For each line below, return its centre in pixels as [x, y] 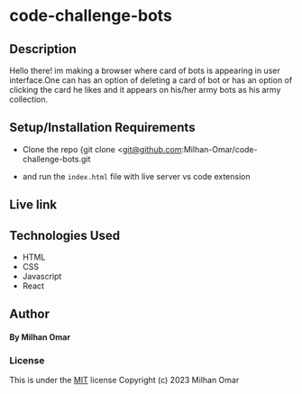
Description [43, 49]
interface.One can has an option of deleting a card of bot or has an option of [151, 80]
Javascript [42, 277]
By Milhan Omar [40, 337]
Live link [33, 205]
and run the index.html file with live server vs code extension [136, 176]
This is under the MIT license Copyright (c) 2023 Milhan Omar [124, 380]
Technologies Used [64, 235]
